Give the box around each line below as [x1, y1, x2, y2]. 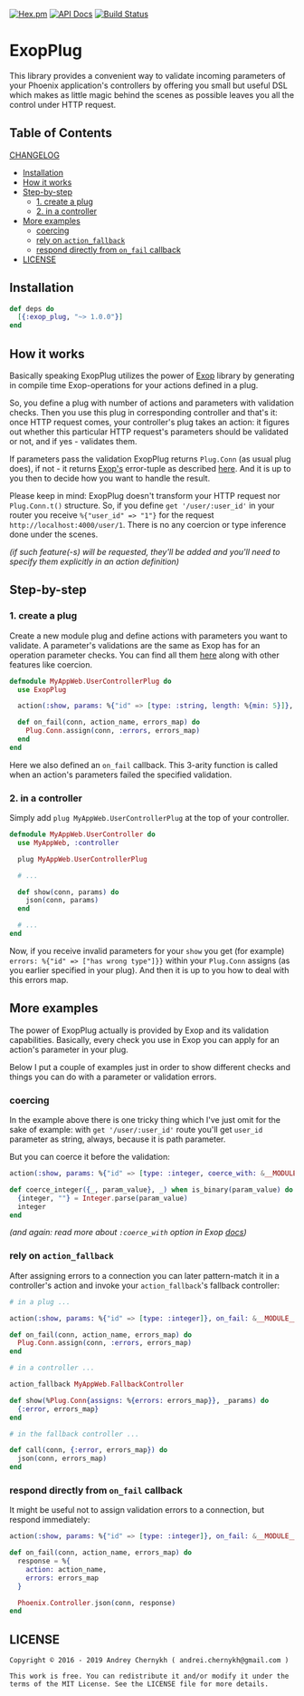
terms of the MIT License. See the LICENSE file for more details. [9, 1680, 270, 1689]
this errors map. [9, 974, 69, 985]
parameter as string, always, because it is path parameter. [9, 1134, 226, 1145]
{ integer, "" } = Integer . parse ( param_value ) [17, 1194, 188, 1203]
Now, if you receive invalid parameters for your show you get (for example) [9, 945, 285, 956]
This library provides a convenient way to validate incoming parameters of [9, 70, 287, 81]
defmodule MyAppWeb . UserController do [9, 830, 156, 839]
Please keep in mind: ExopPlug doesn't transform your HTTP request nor [9, 491, 280, 501]
